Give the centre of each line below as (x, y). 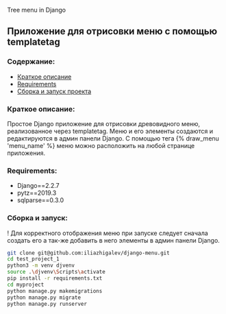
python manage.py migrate (44, 298)
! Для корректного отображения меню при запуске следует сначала (108, 233)
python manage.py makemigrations (55, 291)
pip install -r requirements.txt (55, 278)
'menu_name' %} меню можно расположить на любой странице (101, 145)
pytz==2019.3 (37, 193)
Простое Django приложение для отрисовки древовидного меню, (104, 123)
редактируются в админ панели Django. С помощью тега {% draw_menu (113, 138)
